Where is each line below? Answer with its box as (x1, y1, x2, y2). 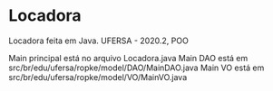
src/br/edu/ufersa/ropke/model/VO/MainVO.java (8, 71, 188, 82)
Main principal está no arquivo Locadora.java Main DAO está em (8, 52, 249, 63)
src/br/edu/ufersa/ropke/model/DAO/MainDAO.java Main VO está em (8, 62, 265, 73)
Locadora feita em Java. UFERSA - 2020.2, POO (8, 35, 190, 46)
